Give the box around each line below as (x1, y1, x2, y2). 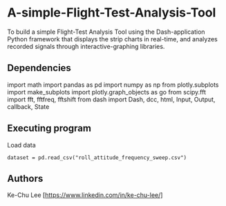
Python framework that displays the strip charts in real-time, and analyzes (7, 34, 218, 43)
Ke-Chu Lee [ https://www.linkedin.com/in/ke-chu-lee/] (7, 191, 163, 199)
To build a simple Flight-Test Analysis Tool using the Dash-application (7, 28, 205, 36)
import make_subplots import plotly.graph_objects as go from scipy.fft (7, 87, 206, 96)
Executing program (7, 123, 92, 134)
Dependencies (7, 62, 71, 74)
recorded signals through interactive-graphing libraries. (7, 42, 165, 50)
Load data (7, 141, 36, 149)
